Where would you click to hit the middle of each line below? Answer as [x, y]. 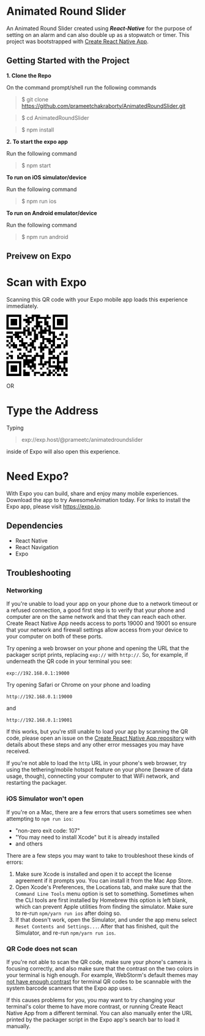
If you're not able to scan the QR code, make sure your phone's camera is [99, 962]
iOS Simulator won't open [45, 799]
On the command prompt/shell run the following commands [81, 87]
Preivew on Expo [39, 256]
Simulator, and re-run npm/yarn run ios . [65, 933]
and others [29, 844]
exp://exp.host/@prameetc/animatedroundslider [82, 440]
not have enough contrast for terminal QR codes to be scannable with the [99, 982]
